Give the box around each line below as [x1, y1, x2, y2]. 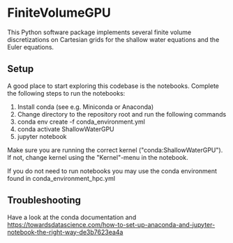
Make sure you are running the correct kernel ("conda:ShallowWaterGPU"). [7, 145, 223, 154]
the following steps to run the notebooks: [7, 89, 126, 97]
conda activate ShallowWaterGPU [17, 124, 114, 133]
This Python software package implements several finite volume [7, 28, 192, 36]
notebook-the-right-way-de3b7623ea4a [7, 228, 123, 236]
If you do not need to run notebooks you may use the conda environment [7, 166, 218, 175]
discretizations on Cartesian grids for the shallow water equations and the [7, 35, 220, 43]
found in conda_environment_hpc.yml [7, 174, 116, 182]
